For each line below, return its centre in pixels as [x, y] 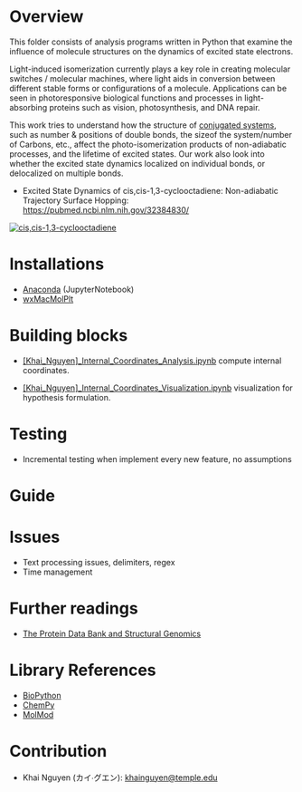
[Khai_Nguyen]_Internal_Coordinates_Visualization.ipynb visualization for [158, 388]
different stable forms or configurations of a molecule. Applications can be [148, 88]
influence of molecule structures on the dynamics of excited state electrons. [151, 51]
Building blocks [69, 336]
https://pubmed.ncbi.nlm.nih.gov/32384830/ [106, 209]
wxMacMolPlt [48, 299]
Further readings [74, 608]
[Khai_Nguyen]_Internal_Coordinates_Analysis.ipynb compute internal [152, 361]
